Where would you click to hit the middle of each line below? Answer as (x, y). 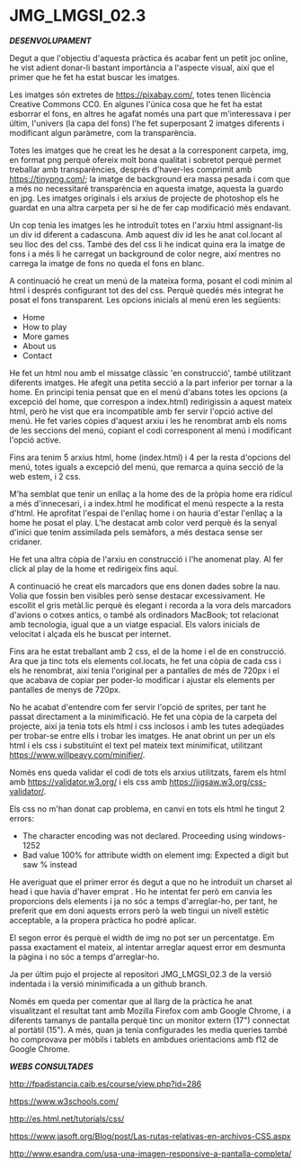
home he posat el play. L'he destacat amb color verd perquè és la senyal (143, 522)
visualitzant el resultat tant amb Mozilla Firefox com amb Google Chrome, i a (150, 1011)
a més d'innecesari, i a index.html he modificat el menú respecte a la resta (147, 503)
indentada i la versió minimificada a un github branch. (109, 984)
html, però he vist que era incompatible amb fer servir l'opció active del (142, 411)
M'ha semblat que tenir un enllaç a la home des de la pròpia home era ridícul (151, 494)
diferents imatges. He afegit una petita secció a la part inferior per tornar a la (151, 382)
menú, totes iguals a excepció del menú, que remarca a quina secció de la (146, 467)
